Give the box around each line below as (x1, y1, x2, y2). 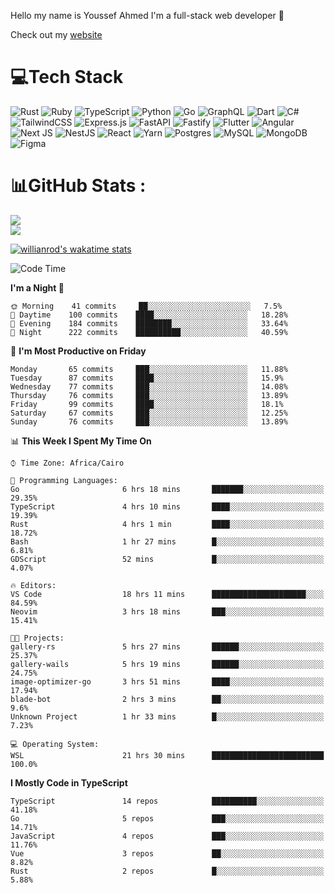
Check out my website (10, 29, 103, 40)
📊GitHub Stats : (10, 175, 147, 197)
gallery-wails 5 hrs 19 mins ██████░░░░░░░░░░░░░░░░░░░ (10, 659, 325, 669)
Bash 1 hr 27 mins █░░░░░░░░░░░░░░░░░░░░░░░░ (10, 536, 325, 547)
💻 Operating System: (10, 739, 100, 749)
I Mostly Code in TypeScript (10, 776, 128, 789)
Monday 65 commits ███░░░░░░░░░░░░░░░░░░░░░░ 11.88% (10, 364, 288, 374)
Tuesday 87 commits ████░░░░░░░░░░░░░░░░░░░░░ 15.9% (10, 373, 284, 383)
